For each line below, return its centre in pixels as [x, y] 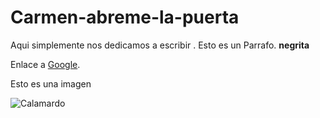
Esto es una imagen [51, 83]
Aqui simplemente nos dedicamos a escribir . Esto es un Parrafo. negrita [160, 45]
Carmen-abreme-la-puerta [125, 17]
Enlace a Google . [45, 64]
